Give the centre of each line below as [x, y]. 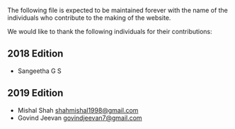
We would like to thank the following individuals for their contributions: [110, 32]
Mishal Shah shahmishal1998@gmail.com [78, 110]
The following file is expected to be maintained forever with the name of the [118, 10]
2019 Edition [35, 93]
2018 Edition [35, 54]
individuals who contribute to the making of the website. [89, 18]
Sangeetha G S [39, 71]
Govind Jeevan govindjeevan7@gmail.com [80, 118]
